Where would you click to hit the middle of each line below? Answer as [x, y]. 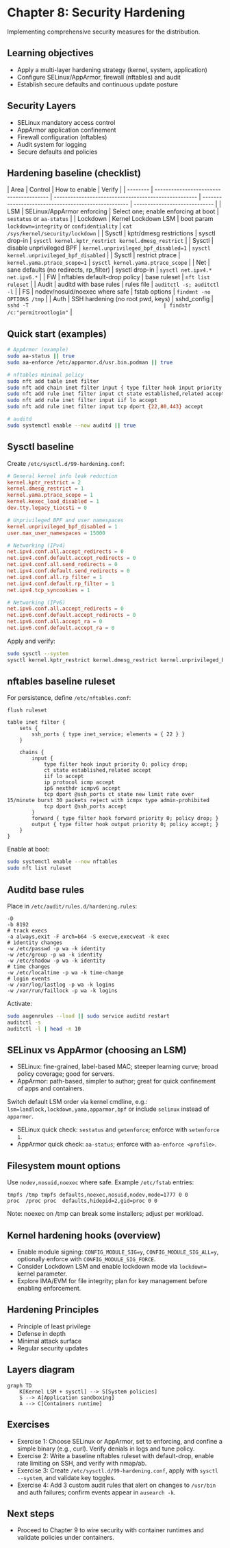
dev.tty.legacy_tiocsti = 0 [47, 508]
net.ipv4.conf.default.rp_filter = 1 [61, 584]
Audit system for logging [52, 144]
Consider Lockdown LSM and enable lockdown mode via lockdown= [112, 1267]
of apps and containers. [50, 1088]
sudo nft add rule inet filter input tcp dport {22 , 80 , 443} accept [105, 407]
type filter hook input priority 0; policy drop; [116, 764]
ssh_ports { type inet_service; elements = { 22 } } [108, 735]
